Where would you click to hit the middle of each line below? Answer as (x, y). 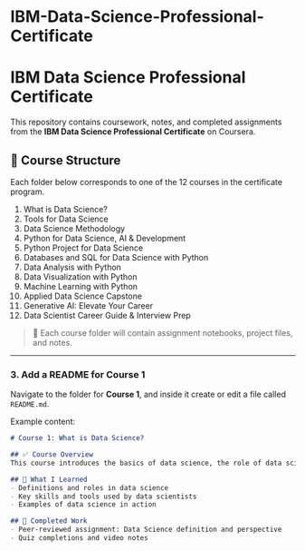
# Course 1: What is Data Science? (77, 438)
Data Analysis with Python (72, 267)
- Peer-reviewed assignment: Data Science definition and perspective (146, 530)
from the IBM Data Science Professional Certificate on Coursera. (133, 132)
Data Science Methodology (74, 228)
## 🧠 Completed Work (49, 521)
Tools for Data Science (66, 219)
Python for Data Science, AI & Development (105, 238)
